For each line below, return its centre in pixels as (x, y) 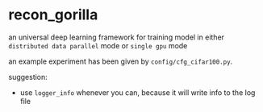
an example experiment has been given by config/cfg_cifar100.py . (121, 61)
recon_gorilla (53, 15)
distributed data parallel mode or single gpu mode (98, 45)
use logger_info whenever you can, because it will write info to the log (138, 92)
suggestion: (28, 77)
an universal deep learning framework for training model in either (116, 37)
